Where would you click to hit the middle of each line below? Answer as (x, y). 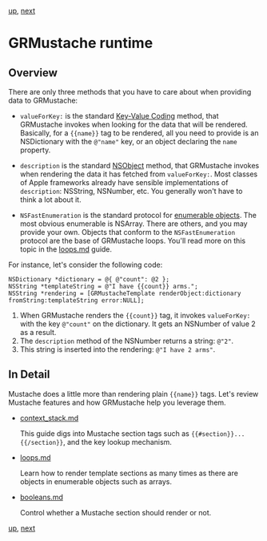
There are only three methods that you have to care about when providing (130, 92)
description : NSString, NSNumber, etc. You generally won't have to (131, 191)
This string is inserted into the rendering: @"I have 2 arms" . (118, 349)
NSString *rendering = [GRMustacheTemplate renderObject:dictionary (125, 293)
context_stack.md (49, 418)
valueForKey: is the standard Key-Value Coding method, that (119, 116)
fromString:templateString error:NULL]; (77, 301)
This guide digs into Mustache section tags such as (104, 433)
